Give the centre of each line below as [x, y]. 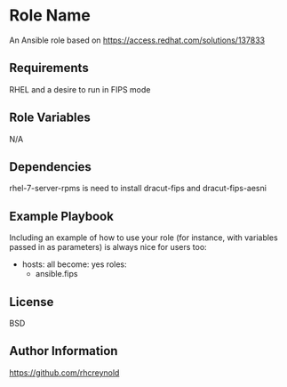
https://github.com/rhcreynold [64, 372]
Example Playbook [61, 216]
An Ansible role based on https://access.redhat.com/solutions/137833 [137, 40]
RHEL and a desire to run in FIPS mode [80, 89]
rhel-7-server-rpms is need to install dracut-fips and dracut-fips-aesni [138, 189]
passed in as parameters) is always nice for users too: [108, 247]
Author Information [64, 351]
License [32, 302]
